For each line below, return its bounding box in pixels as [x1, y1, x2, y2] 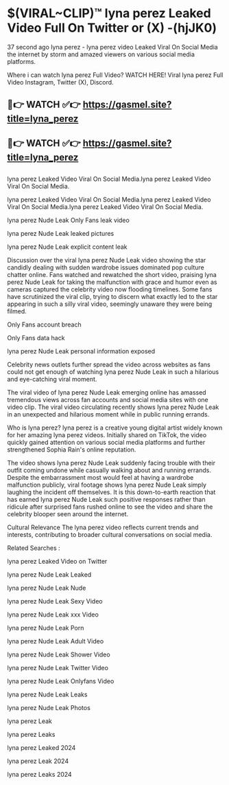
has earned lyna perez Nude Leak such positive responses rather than [7, 496, 206, 504]
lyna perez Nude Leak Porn [7, 624, 84, 632]
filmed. [7, 307, 27, 316]
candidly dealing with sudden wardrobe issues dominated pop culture [7, 263, 204, 272]
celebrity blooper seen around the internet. [7, 510, 129, 518]
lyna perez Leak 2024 [7, 757, 69, 765]
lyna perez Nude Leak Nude [7, 584, 86, 593]
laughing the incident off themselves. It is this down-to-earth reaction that [7, 488, 216, 496]
